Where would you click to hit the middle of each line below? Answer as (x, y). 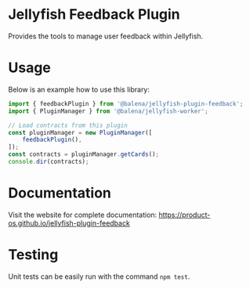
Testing (33, 255)
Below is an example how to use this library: (79, 89)
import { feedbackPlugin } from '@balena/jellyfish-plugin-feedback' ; (126, 103)
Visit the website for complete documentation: (83, 215)
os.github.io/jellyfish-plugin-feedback (69, 223)
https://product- (185, 215)
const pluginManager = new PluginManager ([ (80, 132)
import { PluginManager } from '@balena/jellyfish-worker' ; (109, 111)
